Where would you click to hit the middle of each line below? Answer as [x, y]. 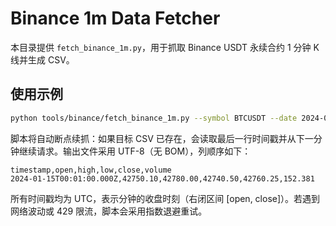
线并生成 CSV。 [42, 59]
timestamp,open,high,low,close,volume [91, 170]
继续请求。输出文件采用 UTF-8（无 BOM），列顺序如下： [135, 151]
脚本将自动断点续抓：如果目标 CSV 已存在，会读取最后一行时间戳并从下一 [162, 138]
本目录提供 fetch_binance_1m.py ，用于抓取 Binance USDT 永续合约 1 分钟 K [165, 47]
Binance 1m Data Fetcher [115, 18]
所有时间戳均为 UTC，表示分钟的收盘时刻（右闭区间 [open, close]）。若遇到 [165, 198]
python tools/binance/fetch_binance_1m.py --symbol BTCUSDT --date [154, 118]
